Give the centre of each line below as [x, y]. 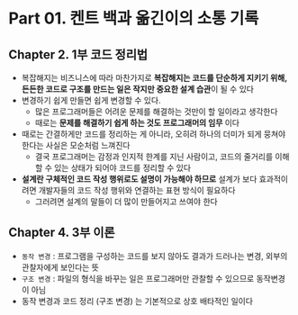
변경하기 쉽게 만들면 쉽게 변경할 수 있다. [91, 100]
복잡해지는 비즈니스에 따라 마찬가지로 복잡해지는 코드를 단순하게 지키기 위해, [154, 78]
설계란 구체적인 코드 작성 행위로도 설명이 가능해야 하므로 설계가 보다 [139, 179]
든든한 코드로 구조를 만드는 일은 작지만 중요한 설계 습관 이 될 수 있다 [137, 89]
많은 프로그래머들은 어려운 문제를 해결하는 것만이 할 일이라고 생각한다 [156, 112]
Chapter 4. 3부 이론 [62, 233]
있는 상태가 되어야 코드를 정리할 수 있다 [122, 168]
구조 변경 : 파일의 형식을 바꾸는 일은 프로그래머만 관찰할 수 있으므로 [138, 278]
